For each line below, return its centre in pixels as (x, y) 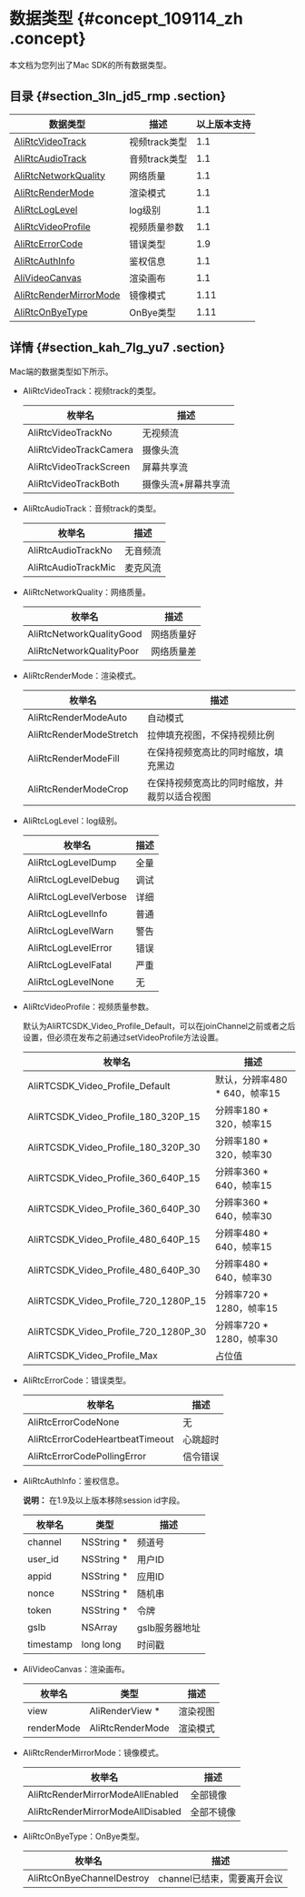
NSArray (99, 1627)
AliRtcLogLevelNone (70, 982)
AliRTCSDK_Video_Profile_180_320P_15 (114, 1116)
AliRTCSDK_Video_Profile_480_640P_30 (114, 1270)
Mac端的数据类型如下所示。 (61, 371)
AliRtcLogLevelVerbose (77, 896)
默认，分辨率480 (251, 1079)
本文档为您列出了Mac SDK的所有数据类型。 (90, 65)
